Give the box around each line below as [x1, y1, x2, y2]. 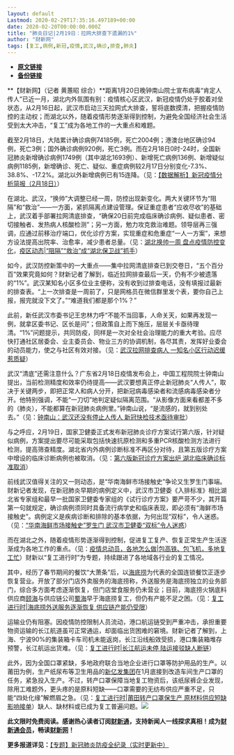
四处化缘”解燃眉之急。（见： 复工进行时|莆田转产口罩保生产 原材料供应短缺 [16, 694, 227, 701]
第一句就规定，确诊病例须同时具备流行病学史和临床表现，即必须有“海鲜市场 [7, 503, 224, 512]
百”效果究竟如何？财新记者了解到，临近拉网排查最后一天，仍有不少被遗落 [7, 270, 218, 278]
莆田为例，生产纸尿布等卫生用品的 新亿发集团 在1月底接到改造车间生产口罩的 [7, 667, 224, 676]
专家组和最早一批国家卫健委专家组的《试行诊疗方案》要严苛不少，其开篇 [19, 495, 227, 503]
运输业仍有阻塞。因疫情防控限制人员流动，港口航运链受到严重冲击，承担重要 [7, 618, 227, 626]
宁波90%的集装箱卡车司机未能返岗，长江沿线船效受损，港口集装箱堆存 [19, 635, 223, 643]
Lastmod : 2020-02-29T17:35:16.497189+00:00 [7, 17, 136, 24]
